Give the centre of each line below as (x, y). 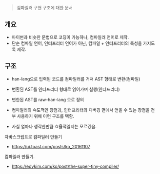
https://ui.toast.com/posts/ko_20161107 (51, 146)
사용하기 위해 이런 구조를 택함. (45, 116)
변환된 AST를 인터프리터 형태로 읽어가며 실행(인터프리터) (66, 89)
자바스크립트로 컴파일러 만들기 (33, 136)
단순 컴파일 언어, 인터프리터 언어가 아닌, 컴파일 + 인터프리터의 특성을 (77, 43)
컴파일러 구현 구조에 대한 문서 (44, 8)
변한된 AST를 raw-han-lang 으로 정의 (48, 99)
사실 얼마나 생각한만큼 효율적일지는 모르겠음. (54, 126)
